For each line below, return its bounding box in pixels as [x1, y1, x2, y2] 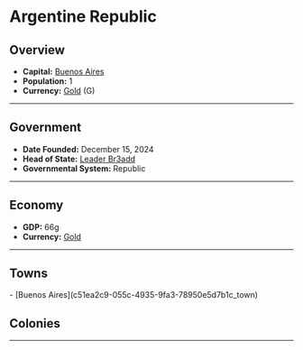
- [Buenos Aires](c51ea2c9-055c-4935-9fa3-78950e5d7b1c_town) [9, 290, 259, 300]
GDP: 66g [22, 221, 60, 232]
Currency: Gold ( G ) [22, 86, 96, 96]
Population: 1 [22, 76, 73, 87]
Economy [9, 198, 64, 213]
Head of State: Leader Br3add [22, 153, 136, 164]
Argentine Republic [9, 6, 158, 27]
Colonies [9, 316, 61, 331]
